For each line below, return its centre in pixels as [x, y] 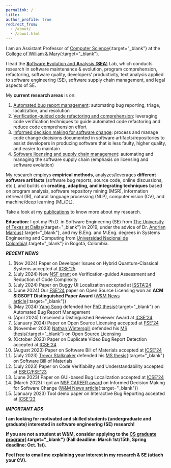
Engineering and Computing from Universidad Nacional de [67, 238]
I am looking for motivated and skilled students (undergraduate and [79, 419]
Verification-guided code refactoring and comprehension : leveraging [85, 116]
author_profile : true [29, 19]
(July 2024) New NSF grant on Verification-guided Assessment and [84, 274]
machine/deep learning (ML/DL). [40, 202]
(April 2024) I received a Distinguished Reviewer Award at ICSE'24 [83, 318]
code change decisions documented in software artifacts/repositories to [89, 138]
